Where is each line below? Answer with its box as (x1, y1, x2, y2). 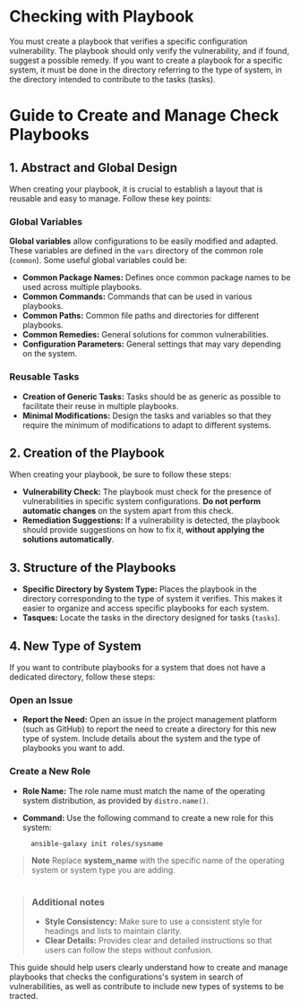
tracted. (9, 991, 39, 1002)
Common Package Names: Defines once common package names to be (21, 272, 291, 283)
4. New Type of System (9, 638, 141, 653)
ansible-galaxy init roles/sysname (30, 839, 164, 848)
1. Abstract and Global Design (9, 159, 177, 175)
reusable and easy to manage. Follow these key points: (9, 192, 212, 203)
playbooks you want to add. (21, 743, 125, 754)
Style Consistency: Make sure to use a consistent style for (44, 916, 262, 927)
